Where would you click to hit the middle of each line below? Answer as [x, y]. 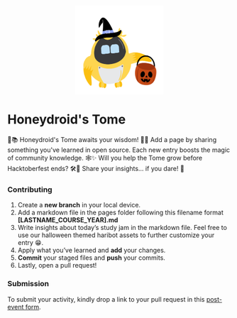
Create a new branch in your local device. [79, 205]
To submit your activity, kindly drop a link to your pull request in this [106, 299]
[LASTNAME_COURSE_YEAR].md [68, 220]
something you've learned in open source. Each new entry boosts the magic [119, 150]
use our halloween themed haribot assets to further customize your [116, 235]
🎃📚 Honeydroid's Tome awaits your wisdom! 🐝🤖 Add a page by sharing [112, 139]
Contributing [30, 190]
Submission [28, 284]
